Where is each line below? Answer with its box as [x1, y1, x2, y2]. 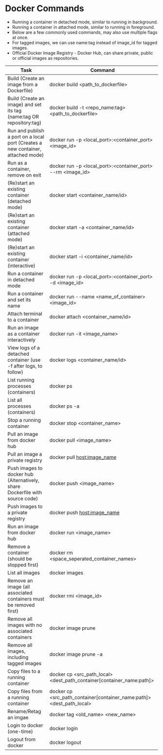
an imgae [7, 714, 29, 720]
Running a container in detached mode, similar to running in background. [12, 19, 158, 25]
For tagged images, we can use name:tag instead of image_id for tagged [12, 39, 158, 45]
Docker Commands [5, 3, 84, 14]
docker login [49, 725, 78, 732]
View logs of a [7, 344, 40, 351]
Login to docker [7, 722, 44, 729]
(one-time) [7, 728, 33, 735]
